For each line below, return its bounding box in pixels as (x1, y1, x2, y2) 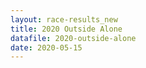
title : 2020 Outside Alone (10, 24, 123, 34)
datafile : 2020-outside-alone (10, 33, 137, 43)
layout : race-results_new (10, 14, 118, 25)
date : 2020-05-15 (10, 42, 83, 53)
